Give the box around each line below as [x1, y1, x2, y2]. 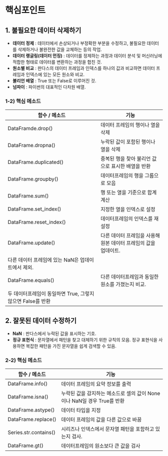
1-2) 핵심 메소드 [5, 97, 41, 104]
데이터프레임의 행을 [100, 172, 143, 179]
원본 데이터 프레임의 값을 [100, 239, 155, 246]
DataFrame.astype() [7, 406, 55, 413]
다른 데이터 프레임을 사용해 [100, 232, 160, 239]
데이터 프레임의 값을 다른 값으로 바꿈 [61, 416, 142, 423]
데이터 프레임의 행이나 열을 [100, 121, 160, 128]
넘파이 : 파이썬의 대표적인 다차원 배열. [12, 84, 86, 90]
